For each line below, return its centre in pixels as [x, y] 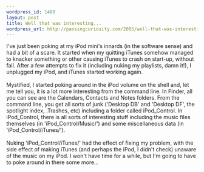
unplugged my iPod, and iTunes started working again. [75, 72]
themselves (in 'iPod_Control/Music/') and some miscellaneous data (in [95, 124]
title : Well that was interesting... [54, 23]
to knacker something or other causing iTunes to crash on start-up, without [100, 59]
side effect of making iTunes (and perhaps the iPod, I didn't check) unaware [101, 150]
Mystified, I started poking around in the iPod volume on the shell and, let [98, 85]
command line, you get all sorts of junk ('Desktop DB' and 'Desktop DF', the [101, 105]
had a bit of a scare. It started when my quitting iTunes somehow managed [100, 53]
